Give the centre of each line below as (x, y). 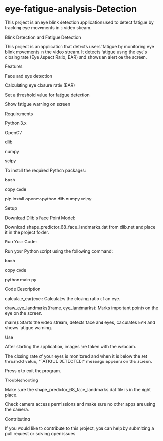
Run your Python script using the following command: (59, 251)
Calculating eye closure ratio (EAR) (40, 85)
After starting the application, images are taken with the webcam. (71, 346)
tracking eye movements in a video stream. (48, 27)
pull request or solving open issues (40, 433)
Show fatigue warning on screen (38, 104)
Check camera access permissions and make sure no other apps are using (80, 404)
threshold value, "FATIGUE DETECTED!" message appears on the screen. (79, 361)
